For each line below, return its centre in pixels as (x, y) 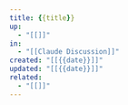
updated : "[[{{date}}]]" (56, 69)
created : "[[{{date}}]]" (56, 60)
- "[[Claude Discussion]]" (69, 52)
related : (26, 78)
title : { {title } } (42, 18)
